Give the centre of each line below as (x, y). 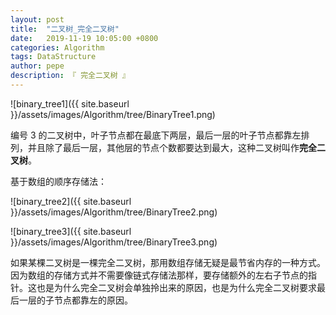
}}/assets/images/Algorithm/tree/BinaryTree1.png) (113, 114)
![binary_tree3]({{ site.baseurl (71, 231)
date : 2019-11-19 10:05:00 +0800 (84, 38)
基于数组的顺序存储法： (58, 181)
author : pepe (37, 66)
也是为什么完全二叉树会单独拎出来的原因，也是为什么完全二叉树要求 (176, 287)
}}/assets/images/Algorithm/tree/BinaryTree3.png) (114, 242)
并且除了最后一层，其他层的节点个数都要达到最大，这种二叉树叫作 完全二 (176, 147)
